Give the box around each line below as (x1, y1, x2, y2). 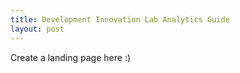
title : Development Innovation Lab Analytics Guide (10, 14, 230, 25)
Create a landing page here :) (10, 51, 132, 63)
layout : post (10, 24, 65, 34)
